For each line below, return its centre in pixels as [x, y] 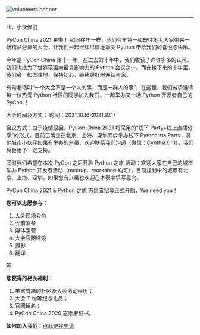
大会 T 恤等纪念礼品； [41, 298]
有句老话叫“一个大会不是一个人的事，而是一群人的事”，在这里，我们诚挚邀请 [100, 87]
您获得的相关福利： [30, 278]
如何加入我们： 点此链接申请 [40, 326]
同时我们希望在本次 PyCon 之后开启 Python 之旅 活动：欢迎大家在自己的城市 [100, 163]
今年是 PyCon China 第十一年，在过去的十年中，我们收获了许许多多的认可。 [99, 60]
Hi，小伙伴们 [22, 27]
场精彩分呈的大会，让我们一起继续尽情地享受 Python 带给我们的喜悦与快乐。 [100, 47]
